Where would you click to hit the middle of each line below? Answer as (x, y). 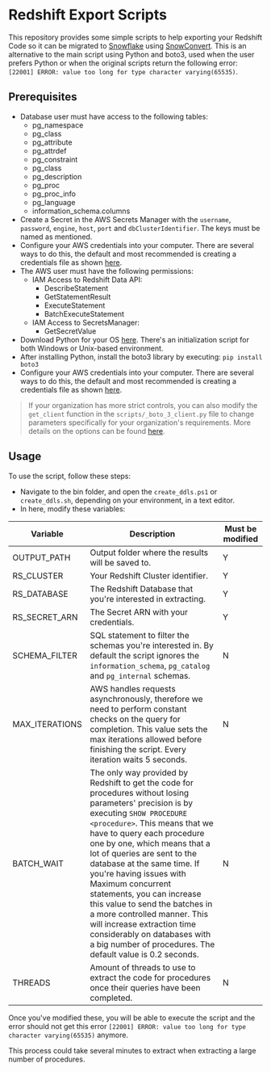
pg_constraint (55, 159)
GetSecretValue (70, 331)
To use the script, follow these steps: (70, 476)
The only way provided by (139, 772)
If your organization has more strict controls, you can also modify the (143, 405)
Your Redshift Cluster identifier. (149, 575)
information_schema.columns (81, 211)
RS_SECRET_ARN (45, 617)
